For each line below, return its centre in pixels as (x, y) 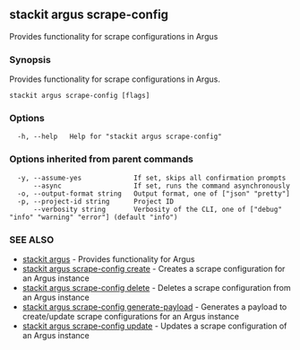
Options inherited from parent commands (102, 159)
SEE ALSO (32, 240)
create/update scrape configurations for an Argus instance (131, 316)
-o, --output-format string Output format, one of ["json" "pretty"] (154, 193)
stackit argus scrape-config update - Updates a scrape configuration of (154, 326)
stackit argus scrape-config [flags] (80, 96)
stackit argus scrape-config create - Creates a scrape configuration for (154, 269)
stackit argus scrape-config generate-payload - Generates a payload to (154, 307)
